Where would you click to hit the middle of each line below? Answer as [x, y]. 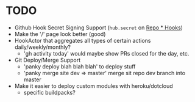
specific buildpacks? [49, 92]
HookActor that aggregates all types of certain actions [83, 40]
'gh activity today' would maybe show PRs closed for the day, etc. [106, 53]
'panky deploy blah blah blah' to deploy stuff [80, 66]
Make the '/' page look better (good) [60, 34]
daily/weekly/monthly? [43, 47]
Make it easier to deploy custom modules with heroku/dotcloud [94, 86]
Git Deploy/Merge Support [48, 60]
